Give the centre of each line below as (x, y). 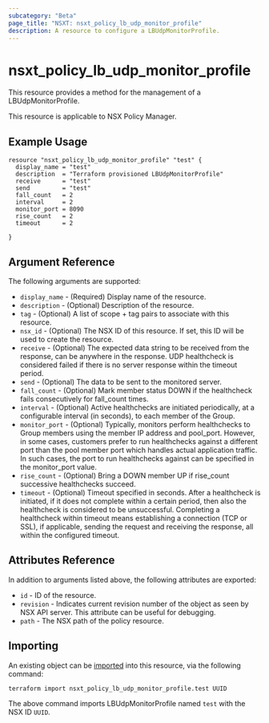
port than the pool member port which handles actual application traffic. (139, 450)
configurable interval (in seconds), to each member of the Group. (127, 416)
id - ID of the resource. (58, 595)
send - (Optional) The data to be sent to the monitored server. (120, 382)
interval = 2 (44, 202)
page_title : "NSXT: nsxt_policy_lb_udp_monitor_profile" (105, 23)
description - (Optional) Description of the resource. (107, 305)
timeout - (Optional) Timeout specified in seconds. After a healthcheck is (140, 492)
